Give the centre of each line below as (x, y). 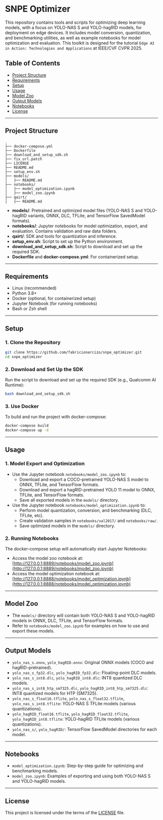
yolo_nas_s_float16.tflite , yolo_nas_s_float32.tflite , (68, 698)
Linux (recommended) (34, 288)
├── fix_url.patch (24, 159)
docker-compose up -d (27, 430)
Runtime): (15, 385)
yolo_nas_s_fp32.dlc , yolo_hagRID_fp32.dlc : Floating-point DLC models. (84, 673)
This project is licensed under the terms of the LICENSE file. (65, 813)
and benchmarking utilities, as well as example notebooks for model (73, 38)
